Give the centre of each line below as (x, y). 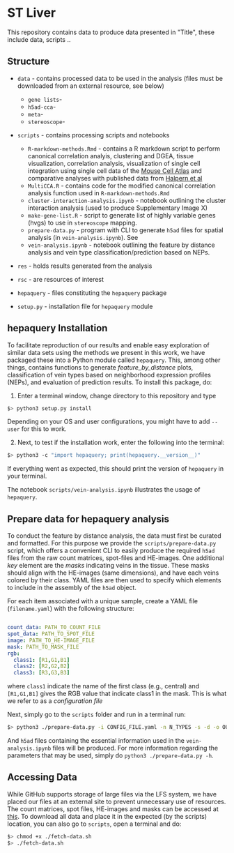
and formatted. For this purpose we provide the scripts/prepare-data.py (112, 543)
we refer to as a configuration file (55, 701)
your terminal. (27, 476)
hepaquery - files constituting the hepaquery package (92, 293)
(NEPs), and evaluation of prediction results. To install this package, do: (110, 382)
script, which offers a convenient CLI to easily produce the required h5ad (111, 551)
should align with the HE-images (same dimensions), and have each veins (113, 573)
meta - (36, 114)
